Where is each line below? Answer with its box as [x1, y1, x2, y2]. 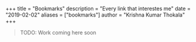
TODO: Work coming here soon [19, 29, 97, 36]
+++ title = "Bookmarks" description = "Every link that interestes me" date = [5, 5, 191, 12]
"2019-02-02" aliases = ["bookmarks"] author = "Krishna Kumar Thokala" [5, 11, 185, 18]
